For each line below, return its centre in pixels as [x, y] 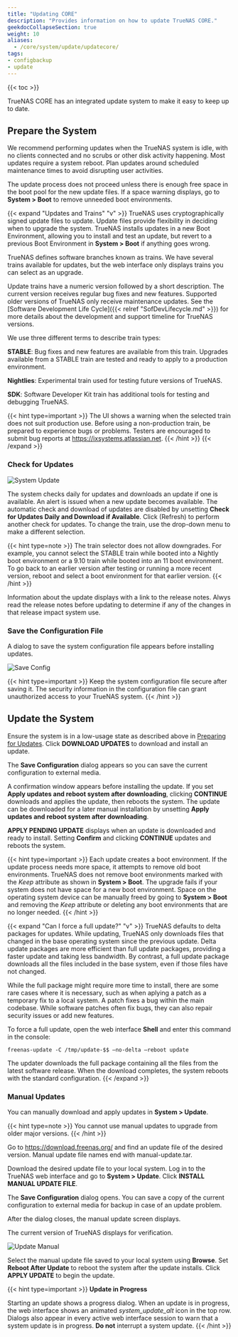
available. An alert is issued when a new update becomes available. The [113, 501]
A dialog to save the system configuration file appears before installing [111, 646]
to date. [18, 108]
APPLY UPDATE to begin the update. [61, 1276]
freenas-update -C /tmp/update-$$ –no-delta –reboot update [98, 1050]
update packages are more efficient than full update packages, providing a [117, 948]
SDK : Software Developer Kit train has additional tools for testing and [108, 394]
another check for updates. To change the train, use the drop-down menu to [119, 524]
